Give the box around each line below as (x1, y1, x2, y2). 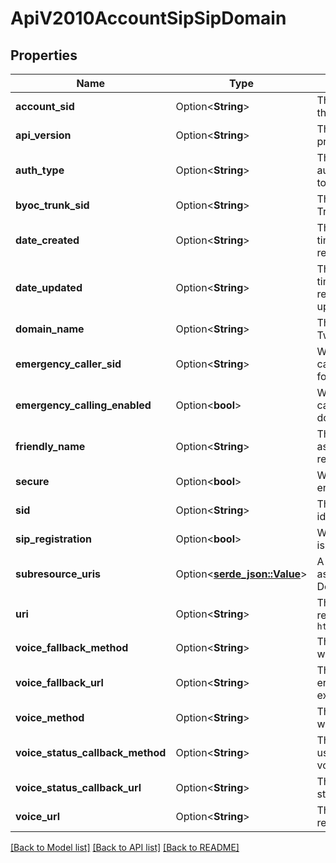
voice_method (15, 711, 85, 724)
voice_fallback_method (15, 641, 129, 654)
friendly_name (15, 440, 86, 453)
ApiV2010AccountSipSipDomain (10, 7, 287, 30)
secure (15, 475, 50, 488)
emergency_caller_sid (15, 357, 122, 371)
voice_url (15, 810, 61, 823)
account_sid (15, 100, 75, 113)
